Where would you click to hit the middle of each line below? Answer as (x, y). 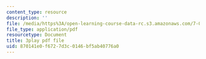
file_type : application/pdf (42, 29)
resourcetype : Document (37, 35)
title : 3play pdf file (35, 41)
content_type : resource (37, 12)
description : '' (27, 18)
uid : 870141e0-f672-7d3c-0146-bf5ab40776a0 (63, 47)
